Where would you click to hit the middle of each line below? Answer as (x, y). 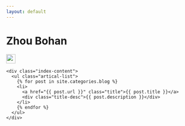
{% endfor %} (33, 107)
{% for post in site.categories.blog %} (67, 81)
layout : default (26, 12)
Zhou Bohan (37, 41)
